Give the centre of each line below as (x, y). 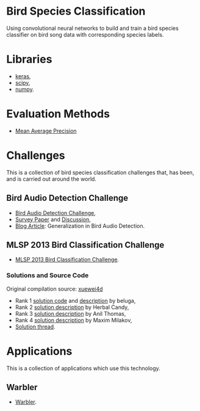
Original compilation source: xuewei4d (55, 289)
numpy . (25, 89)
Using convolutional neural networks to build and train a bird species (92, 28)
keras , (23, 76)
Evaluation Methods (58, 114)
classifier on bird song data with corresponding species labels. (85, 34)
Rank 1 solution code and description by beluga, (75, 300)
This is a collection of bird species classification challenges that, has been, (100, 172)
